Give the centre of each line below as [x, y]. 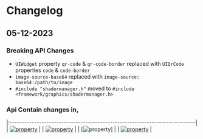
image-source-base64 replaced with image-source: [77, 76]
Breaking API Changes [40, 51]
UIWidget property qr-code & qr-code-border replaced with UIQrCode [99, 63]
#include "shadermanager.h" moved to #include [75, 88]
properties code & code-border [52, 70]
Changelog [35, 11]
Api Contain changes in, [43, 109]
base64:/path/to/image [44, 82]
